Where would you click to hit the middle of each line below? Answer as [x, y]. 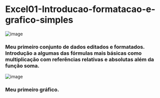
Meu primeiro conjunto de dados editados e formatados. [75, 47]
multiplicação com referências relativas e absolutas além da [79, 59]
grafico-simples [39, 20]
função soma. [22, 65]
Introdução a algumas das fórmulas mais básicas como [73, 53]
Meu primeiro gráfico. [32, 90]
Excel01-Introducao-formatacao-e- [80, 9]
